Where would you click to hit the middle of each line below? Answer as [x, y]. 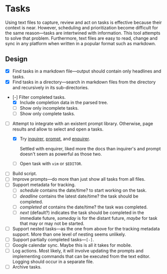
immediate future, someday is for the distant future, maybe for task [88, 218]
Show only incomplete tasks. [49, 108]
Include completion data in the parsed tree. [64, 102]
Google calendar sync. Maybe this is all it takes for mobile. [72, 245]
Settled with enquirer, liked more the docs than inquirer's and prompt [90, 149]
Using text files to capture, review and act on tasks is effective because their [83, 22]
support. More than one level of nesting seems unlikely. [69, 234]
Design [16, 59]
